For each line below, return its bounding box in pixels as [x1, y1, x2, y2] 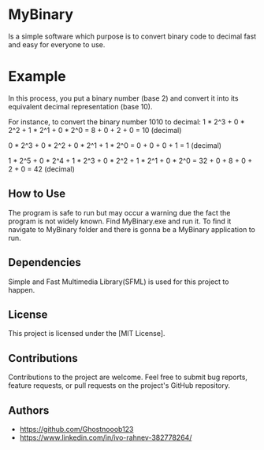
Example [8, 68, 66, 86]
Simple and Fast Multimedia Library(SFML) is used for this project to [8, 277, 229, 286]
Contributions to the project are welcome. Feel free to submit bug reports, [8, 372, 248, 382]
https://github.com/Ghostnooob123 [19, 424, 134, 433]
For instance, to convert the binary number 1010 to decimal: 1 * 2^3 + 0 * [8, 116, 246, 127]
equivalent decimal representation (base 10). [8, 101, 153, 111]
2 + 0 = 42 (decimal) [8, 164, 75, 174]
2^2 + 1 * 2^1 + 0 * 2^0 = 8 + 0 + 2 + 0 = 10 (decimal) [8, 125, 182, 135]
